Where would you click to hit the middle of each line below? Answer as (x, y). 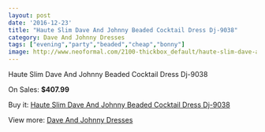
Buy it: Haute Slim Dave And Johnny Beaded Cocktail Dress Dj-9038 (119, 104)
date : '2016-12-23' (40, 23)
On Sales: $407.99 (39, 90)
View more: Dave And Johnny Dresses (71, 120)
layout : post (30, 15)
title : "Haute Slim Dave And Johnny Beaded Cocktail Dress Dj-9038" (123, 30)
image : (19, 52)
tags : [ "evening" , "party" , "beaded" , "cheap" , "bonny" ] (97, 45)
